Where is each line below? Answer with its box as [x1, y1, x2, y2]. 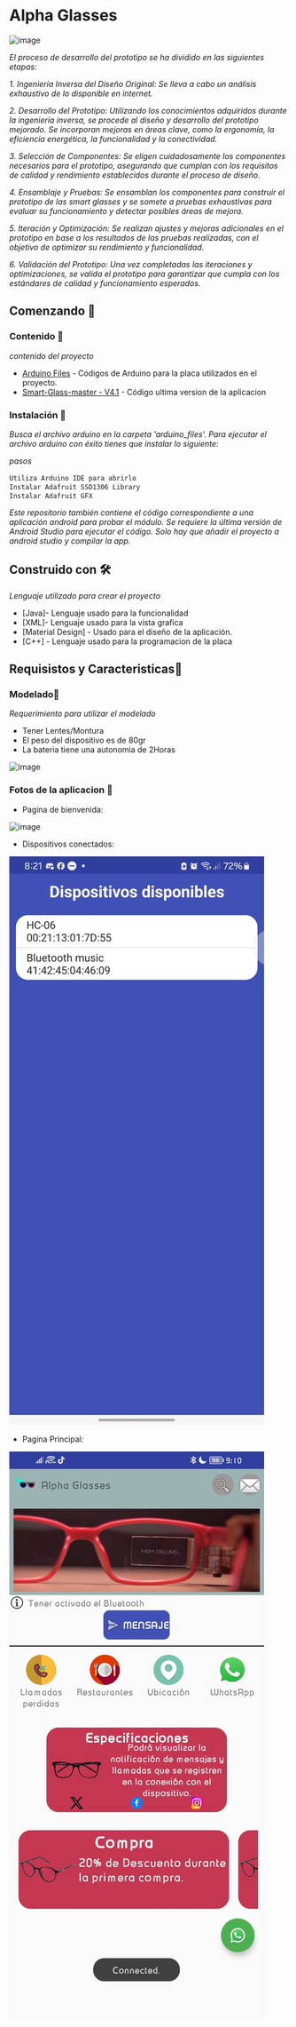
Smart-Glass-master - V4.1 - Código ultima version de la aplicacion [21, 386, 267, 397]
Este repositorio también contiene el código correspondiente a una [9, 507, 254, 518]
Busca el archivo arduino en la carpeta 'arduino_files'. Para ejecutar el [9, 428, 268, 440]
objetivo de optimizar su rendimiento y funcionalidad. [9, 242, 205, 252]
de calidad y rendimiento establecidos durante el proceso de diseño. [9, 170, 261, 180]
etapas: [9, 61, 37, 72]
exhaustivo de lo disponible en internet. [9, 88, 153, 99]
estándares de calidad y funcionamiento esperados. [9, 277, 201, 289]
